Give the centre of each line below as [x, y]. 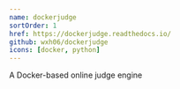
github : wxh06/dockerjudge [59, 42]
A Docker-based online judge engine [76, 75]
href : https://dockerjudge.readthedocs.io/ [90, 33]
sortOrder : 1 [33, 26]
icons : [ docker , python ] [55, 50]
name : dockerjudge [43, 17]
